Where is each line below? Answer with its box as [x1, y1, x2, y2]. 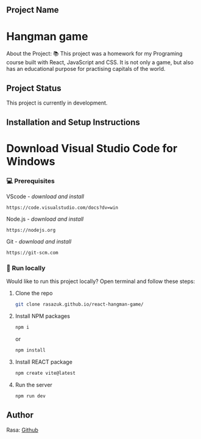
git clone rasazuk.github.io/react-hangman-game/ [15, 301, 144, 308]
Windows [6, 154, 55, 168]
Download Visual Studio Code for [6, 141, 178, 155]
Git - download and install [6, 238, 72, 245]
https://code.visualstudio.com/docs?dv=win [6, 205, 119, 211]
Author [6, 410, 33, 421]
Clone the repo [15, 290, 53, 297]
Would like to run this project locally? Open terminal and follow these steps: [6, 278, 196, 285]
